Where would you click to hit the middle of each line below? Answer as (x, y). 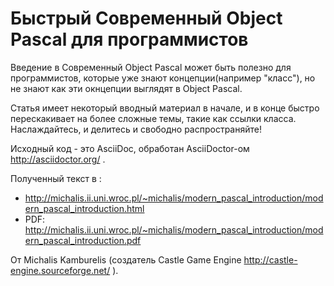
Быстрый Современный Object (146, 18)
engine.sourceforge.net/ (60, 270)
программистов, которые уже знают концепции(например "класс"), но (163, 78)
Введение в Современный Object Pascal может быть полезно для (151, 67)
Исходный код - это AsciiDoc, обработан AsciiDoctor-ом (130, 148)
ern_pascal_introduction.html (84, 208)
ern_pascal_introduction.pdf (83, 240)
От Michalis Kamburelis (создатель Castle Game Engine (126, 259)
